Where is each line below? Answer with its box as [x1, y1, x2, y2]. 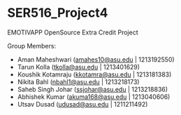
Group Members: [7, 41, 57, 50]
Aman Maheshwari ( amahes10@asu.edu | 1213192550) [17, 55, 175, 64]
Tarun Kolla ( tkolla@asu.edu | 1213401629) [17, 62, 140, 71]
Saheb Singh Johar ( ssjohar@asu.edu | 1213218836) [17, 85, 168, 93]
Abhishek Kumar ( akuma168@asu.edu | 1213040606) [17, 93, 171, 101]
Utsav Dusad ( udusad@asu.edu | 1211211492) [17, 100, 148, 108]
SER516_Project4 [7, 5, 108, 21]
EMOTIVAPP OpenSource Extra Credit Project [7, 28, 138, 36]
